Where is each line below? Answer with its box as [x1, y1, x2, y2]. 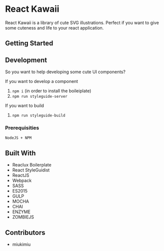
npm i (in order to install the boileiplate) [12, 88, 92, 94]
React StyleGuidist [12, 167, 50, 173]
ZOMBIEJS [12, 214, 34, 220]
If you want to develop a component [5, 79, 79, 84]
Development [5, 56, 48, 64]
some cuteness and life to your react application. [5, 25, 104, 30]
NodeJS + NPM [5, 136, 32, 140]
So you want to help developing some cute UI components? [5, 69, 126, 75]
